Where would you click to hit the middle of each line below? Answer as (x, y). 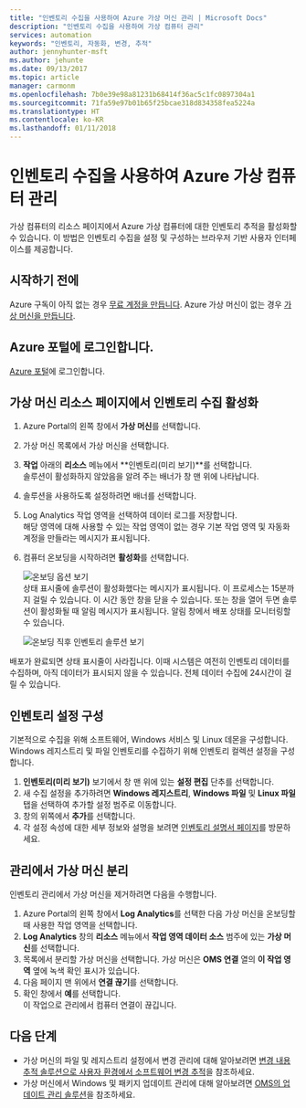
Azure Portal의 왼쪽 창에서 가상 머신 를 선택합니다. (111, 427)
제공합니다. (53, 248)
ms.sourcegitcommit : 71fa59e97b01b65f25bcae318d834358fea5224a (132, 103)
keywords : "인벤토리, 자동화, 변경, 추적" (81, 43)
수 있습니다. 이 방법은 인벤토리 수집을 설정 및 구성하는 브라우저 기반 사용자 (141, 237)
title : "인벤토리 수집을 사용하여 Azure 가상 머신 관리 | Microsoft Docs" (138, 18)
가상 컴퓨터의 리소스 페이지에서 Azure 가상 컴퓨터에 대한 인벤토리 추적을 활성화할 (153, 226)
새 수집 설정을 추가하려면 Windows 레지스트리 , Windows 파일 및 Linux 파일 (159, 793)
